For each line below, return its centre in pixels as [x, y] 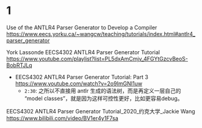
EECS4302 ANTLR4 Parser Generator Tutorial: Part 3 [81, 77]
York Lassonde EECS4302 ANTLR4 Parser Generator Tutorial [83, 52]
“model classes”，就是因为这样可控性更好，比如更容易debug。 [103, 98]
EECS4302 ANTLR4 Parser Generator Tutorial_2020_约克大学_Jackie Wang [101, 111]
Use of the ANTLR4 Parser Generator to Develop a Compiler [82, 27]
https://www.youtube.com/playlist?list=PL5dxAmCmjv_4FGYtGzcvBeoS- [97, 59]
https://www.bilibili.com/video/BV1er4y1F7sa [62, 118]
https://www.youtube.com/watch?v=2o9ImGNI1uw [78, 84]
